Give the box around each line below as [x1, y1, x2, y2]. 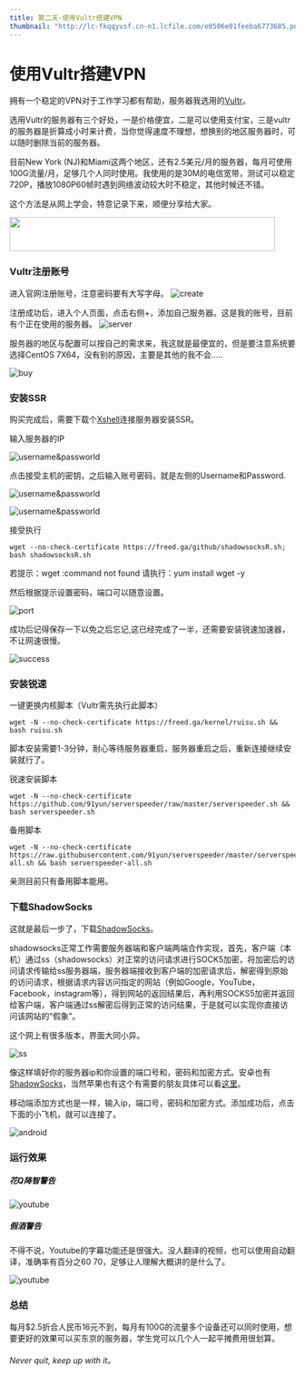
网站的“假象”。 [25, 1010, 81, 1021]
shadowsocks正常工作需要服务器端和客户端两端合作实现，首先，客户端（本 [9, 942, 292, 953]
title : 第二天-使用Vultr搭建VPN [9, 13, 123, 23]
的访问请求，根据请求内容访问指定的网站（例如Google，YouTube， [9, 977, 261, 987]
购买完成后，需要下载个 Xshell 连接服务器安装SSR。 [9, 414, 200, 425]
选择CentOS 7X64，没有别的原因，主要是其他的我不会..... [9, 349, 223, 359]
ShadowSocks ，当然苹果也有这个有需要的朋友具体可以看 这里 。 [9, 1077, 246, 1089]
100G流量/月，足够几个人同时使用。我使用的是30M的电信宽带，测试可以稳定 [9, 168, 295, 179]
